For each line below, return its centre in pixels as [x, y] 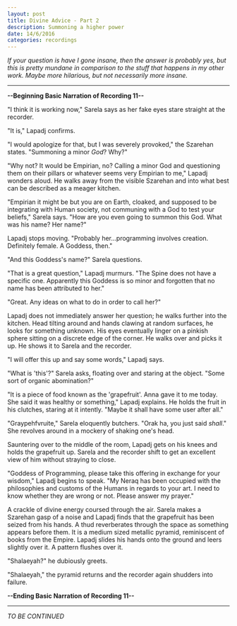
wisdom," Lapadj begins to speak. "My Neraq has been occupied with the [114, 481]
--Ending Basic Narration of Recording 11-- [71, 596]
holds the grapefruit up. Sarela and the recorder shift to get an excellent [111, 452]
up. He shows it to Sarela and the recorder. [69, 346]
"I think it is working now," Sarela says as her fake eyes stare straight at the [116, 110]
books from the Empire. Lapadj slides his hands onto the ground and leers [115, 540]
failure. [18, 582]
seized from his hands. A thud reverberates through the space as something [118, 525]
